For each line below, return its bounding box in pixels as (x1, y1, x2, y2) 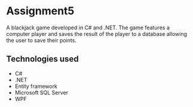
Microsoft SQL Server (14, 88, 69, 96)
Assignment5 (6, 4, 75, 18)
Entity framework (14, 82, 58, 90)
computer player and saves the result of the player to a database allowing (6, 30, 187, 37)
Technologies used (6, 54, 79, 64)
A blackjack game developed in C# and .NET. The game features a (6, 24, 170, 31)
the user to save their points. (6, 36, 76, 44)
